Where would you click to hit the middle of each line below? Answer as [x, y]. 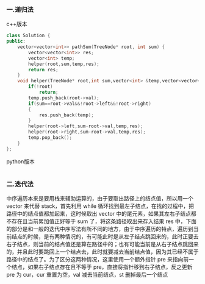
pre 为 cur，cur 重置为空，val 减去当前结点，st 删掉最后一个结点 [87, 274]
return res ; [44, 69]
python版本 [20, 161]
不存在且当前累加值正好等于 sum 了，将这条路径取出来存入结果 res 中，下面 [102, 221]
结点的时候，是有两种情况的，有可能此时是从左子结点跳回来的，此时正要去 [105, 236]
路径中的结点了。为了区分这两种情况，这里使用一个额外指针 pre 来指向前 [98, 259]
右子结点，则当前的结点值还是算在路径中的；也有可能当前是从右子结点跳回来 [103, 244]
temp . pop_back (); [50, 138]
